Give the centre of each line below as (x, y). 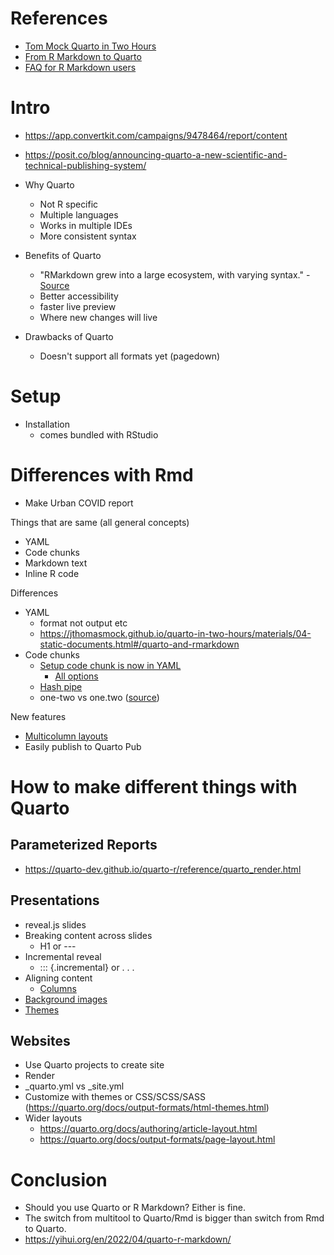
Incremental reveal (63, 956)
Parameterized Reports (84, 845)
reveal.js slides (55, 924)
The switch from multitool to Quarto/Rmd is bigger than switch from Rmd (174, 1218)
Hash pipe (61, 686)
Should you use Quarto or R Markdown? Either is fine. (135, 1208)
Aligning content (58, 978)
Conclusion (59, 1179)
